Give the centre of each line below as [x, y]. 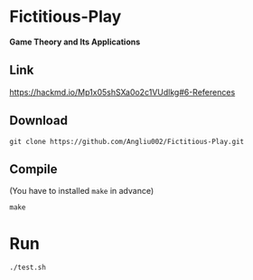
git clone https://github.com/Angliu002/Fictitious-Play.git [127, 141]
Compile [33, 169]
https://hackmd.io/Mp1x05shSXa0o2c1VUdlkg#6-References [122, 92]
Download [38, 121]
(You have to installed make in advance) [82, 191]
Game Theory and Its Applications [75, 42]
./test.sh [28, 268]
